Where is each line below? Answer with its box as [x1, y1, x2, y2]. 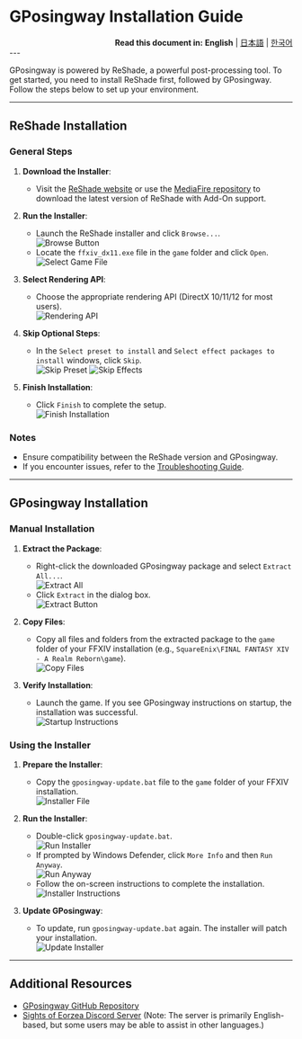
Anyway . [35, 859, 63, 870]
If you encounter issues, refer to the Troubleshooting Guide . [22, 461, 244, 471]
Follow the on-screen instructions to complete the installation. [35, 878, 265, 889]
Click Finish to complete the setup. [35, 399, 167, 410]
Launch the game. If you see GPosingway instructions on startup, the [35, 697, 292, 708]
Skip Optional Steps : [22, 327, 101, 338]
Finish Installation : [22, 381, 93, 392]
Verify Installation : [22, 679, 93, 690]
